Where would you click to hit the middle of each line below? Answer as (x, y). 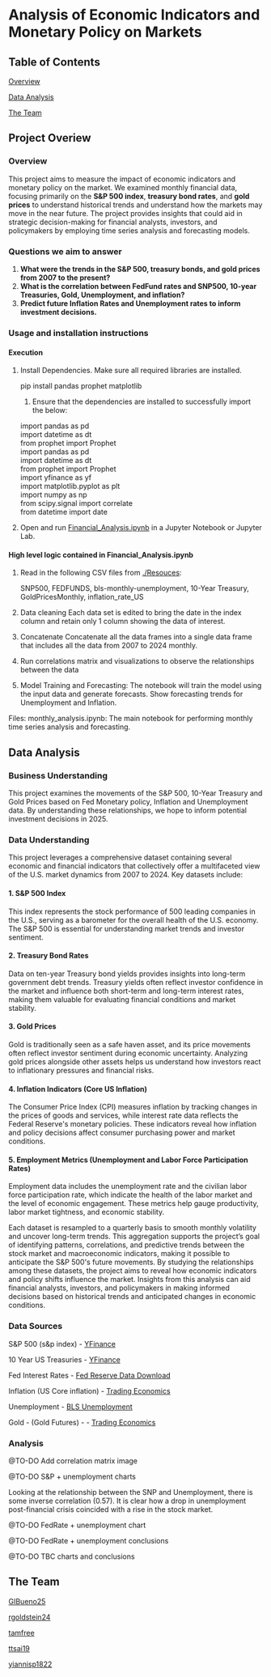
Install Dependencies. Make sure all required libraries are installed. (131, 371)
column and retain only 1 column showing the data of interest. (123, 622)
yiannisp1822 (30, 1664)
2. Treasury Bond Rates (49, 956)
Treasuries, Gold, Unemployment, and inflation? (102, 295)
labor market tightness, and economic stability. (86, 1212)
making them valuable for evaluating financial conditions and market (122, 999)
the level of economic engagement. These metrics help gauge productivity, (133, 1204)
